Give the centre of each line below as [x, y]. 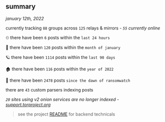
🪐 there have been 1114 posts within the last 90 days [60, 57]
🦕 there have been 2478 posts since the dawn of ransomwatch [68, 80]
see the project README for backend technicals [66, 114]
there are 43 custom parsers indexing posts [49, 90]
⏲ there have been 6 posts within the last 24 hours [58, 37]
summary [21, 7]
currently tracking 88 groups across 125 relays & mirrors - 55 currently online [83, 28]
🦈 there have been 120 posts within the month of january [63, 47]
